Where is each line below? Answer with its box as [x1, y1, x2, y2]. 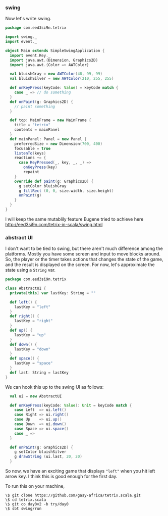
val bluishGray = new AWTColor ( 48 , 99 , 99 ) [10, 71, 103, 77]
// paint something [14, 104, 55, 109]
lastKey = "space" [14, 360, 53, 366]
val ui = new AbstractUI [10, 393, 62, 399]
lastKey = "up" [14, 332, 46, 337]
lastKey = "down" [14, 346, 51, 352]
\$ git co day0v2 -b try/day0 [5, 502, 69, 507]
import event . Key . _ [10, 53, 51, 58]
